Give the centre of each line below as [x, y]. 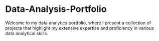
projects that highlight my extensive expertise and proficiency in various [80, 28]
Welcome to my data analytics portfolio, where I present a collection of [78, 23]
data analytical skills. [27, 33]
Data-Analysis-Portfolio [56, 9]
